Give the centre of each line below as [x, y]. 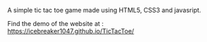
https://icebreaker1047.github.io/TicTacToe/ [71, 31]
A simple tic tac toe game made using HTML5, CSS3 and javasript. [104, 10]
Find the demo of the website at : [56, 23]
